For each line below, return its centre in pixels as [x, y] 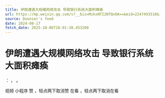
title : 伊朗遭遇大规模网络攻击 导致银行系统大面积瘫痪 [54, 10]
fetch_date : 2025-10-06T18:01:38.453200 [47, 28]
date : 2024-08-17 [23, 23]
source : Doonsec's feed [29, 19]
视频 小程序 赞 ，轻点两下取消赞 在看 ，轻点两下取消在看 [62, 91]
